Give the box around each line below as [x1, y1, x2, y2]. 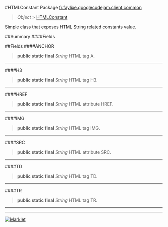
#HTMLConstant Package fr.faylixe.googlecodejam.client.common [5, 5, 142, 10]
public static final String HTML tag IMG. [17, 125, 101, 131]
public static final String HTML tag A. [17, 53, 95, 59]
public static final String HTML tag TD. [17, 173, 98, 179]
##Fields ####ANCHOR [5, 43, 54, 49]
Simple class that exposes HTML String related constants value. [5, 24, 137, 30]
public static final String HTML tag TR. [17, 197, 98, 203]
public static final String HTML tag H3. [17, 77, 98, 83]
